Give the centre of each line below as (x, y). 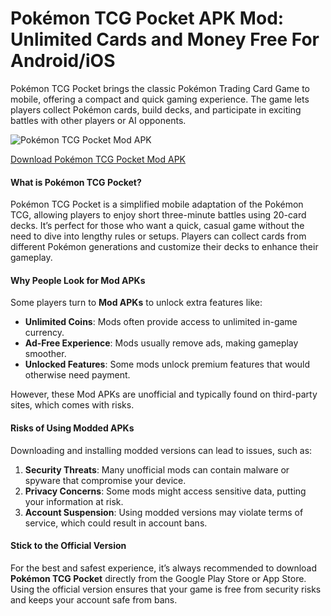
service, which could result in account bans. (116, 523)
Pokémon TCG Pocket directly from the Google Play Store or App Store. (158, 578)
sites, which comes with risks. (72, 405)
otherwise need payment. (77, 375)
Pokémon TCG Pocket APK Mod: (147, 18)
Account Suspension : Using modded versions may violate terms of (164, 512)
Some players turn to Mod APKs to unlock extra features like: (136, 303)
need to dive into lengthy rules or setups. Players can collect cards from (158, 236)
